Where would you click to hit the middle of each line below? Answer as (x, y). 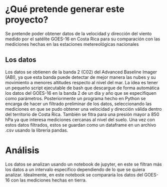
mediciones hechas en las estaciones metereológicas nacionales (72, 44)
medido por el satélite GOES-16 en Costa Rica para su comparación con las (83, 39)
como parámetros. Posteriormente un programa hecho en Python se (75, 98)
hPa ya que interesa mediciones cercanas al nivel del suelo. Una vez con (80, 119)
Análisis (22, 150)
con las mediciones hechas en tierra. (49, 180)
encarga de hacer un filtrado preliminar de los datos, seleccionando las (78, 104)
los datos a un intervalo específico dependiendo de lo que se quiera (75, 169)
